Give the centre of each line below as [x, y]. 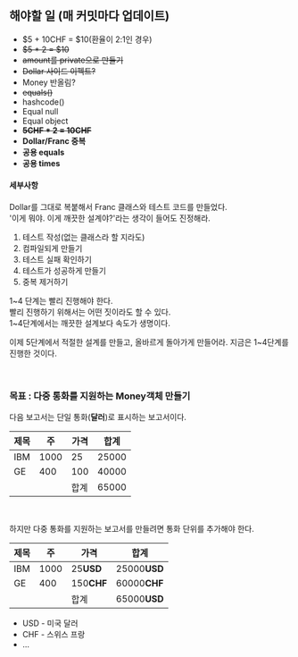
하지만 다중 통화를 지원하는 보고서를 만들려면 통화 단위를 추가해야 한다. [132, 529]
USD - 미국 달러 [50, 623]
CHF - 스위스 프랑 [54, 635]
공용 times [41, 163]
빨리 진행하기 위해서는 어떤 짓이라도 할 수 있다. [90, 312]
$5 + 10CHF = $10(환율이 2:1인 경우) [87, 39]
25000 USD [140, 569]
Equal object [45, 121]
